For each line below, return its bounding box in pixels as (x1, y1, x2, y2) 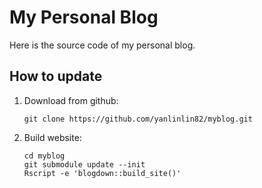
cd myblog (23, 151, 66, 161)
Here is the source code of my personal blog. (9, 39, 196, 51)
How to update (9, 68, 103, 85)
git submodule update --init (23, 159, 146, 170)
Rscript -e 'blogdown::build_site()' (23, 168, 182, 178)
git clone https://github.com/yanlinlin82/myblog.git (23, 114, 253, 124)
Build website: (23, 131, 82, 143)
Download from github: (23, 94, 119, 106)
